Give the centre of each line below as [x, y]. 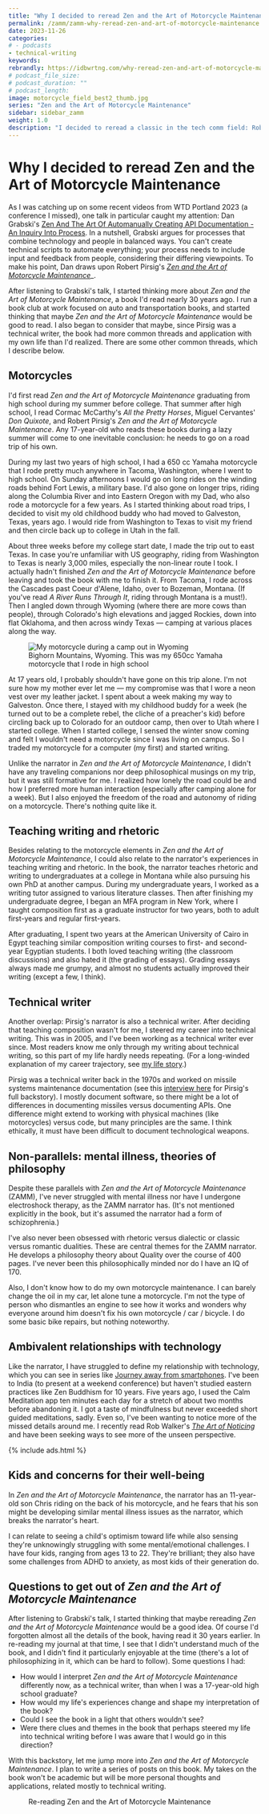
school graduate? [48, 1694]
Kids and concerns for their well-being [106, 1475]
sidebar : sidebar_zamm [46, 113]
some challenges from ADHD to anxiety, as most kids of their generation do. [134, 1561]
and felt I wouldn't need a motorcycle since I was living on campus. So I [126, 739]
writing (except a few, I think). [57, 977]
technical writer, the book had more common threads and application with [130, 333]
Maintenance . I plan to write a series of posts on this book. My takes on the [132, 1769]
